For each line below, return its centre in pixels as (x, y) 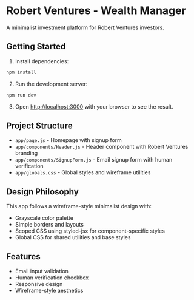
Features (23, 257)
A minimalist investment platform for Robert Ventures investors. (85, 27)
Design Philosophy (42, 192)
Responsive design (39, 284)
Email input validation (42, 271)
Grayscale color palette (44, 218)
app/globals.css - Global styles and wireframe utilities (83, 172)
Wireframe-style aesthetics (49, 290)
